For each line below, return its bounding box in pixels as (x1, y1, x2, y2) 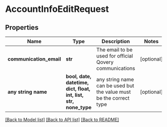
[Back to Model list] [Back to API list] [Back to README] (5, 117, 119, 123)
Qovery (96, 59, 114, 65)
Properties (5, 23, 39, 32)
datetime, (66, 79, 89, 86)
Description (101, 38, 130, 45)
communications (96, 65, 136, 71)
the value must (96, 88, 131, 95)
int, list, (66, 92, 83, 98)
